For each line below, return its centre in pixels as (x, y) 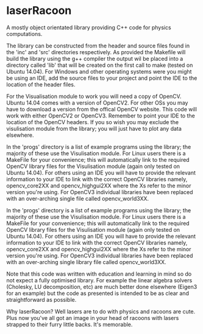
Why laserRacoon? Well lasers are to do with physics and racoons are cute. (101, 311)
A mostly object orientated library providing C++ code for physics (89, 27)
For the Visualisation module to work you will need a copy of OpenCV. (94, 96)
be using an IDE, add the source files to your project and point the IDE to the (102, 78)
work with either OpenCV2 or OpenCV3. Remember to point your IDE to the (101, 116)
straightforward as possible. (41, 299)
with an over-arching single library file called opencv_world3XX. (86, 262)
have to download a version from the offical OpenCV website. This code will (101, 109)
